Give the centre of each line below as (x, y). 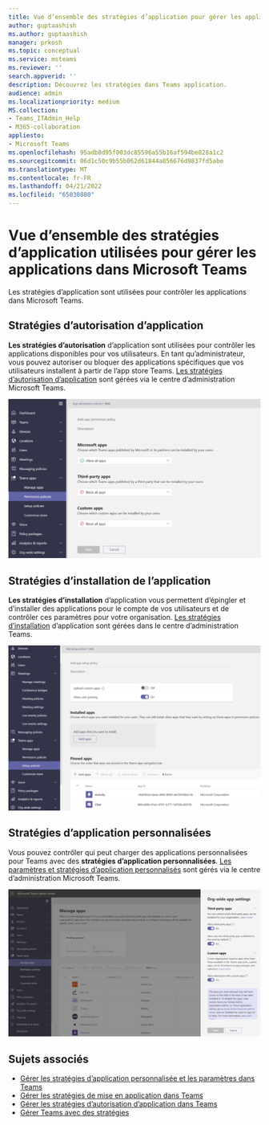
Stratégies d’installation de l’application (110, 581)
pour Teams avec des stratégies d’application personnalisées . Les (120, 861)
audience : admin (35, 93)
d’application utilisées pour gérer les (132, 253)
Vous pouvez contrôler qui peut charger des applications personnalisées (128, 852)
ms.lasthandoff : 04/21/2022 (55, 186)
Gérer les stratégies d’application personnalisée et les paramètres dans (137, 1078)
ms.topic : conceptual (44, 51)
